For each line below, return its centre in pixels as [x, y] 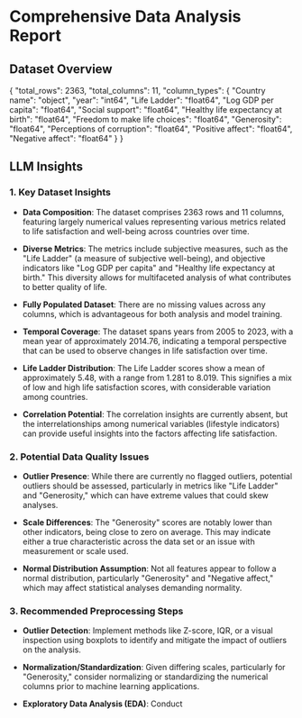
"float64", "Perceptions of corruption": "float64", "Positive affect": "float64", [151, 129]
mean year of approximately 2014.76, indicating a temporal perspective [154, 341]
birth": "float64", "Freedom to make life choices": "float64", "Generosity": [146, 119]
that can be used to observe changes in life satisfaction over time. [145, 350]
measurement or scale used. [75, 550]
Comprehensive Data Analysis [125, 17]
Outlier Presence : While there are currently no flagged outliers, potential [157, 476]
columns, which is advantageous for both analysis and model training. [152, 314]
